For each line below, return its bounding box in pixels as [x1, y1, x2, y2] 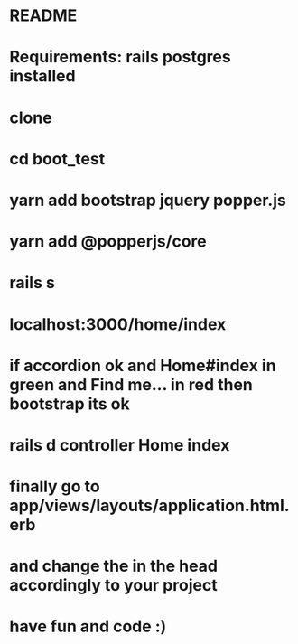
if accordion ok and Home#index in [9, 355, 277, 376]
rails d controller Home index [9, 434, 230, 455]
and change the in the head [9, 556, 219, 576]
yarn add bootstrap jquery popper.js [9, 190, 286, 210]
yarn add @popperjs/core [9, 231, 207, 252]
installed [9, 66, 76, 87]
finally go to [9, 476, 101, 497]
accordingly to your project [9, 575, 219, 596]
